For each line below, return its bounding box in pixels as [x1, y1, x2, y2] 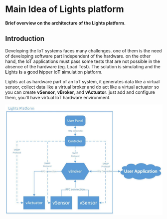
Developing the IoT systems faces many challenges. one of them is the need [5, 47, 162, 53]
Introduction [5, 34, 45, 43]
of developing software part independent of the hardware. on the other [5, 53, 151, 59]
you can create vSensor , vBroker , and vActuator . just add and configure [5, 89, 156, 95]
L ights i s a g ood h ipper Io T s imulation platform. [5, 69, 103, 75]
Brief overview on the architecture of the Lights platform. [5, 20, 126, 26]
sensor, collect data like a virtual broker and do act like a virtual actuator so [5, 84, 160, 90]
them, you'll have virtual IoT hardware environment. [5, 94, 111, 100]
